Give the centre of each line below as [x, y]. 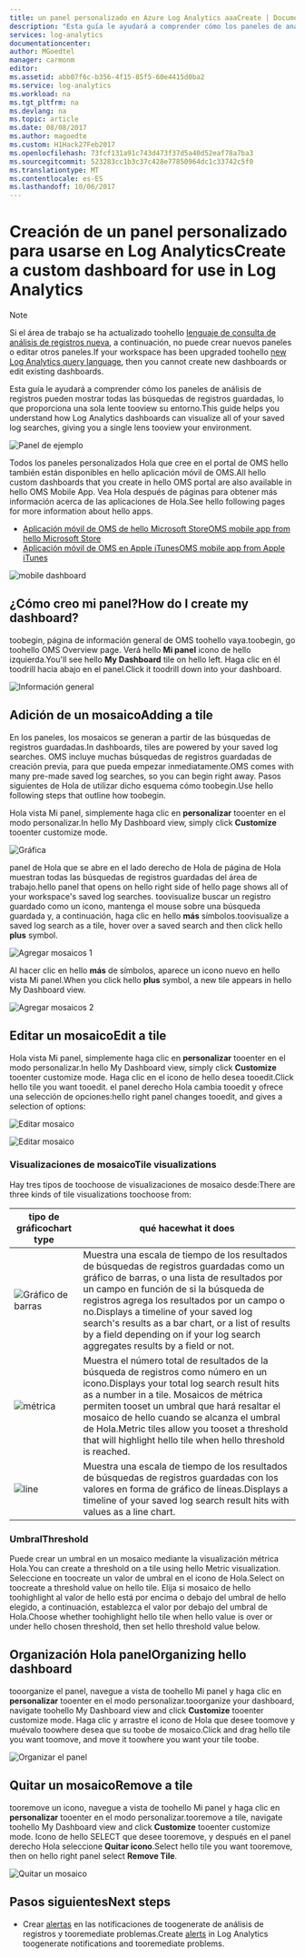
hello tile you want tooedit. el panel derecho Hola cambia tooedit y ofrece [147, 1087]
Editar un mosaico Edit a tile [88, 1036]
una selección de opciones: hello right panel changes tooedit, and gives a [146, 1096]
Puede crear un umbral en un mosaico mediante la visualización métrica [144, 1559]
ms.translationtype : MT [54, 170]
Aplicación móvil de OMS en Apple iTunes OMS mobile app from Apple [154, 548]
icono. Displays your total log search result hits [181, 1383]
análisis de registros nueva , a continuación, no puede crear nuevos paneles [151, 343]
